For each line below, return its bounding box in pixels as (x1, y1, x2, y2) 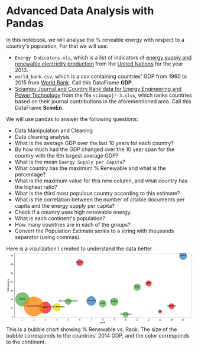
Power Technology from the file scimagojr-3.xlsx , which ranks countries (14, 91, 192, 99)
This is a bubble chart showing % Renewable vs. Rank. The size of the (6, 326, 177, 333)
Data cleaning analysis (14, 133, 70, 140)
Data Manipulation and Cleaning (14, 127, 93, 134)
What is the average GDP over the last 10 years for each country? (14, 139, 174, 146)
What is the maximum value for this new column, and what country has (14, 177, 188, 184)
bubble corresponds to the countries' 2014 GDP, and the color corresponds (6, 332, 190, 339)
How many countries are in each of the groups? (14, 221, 131, 228)
